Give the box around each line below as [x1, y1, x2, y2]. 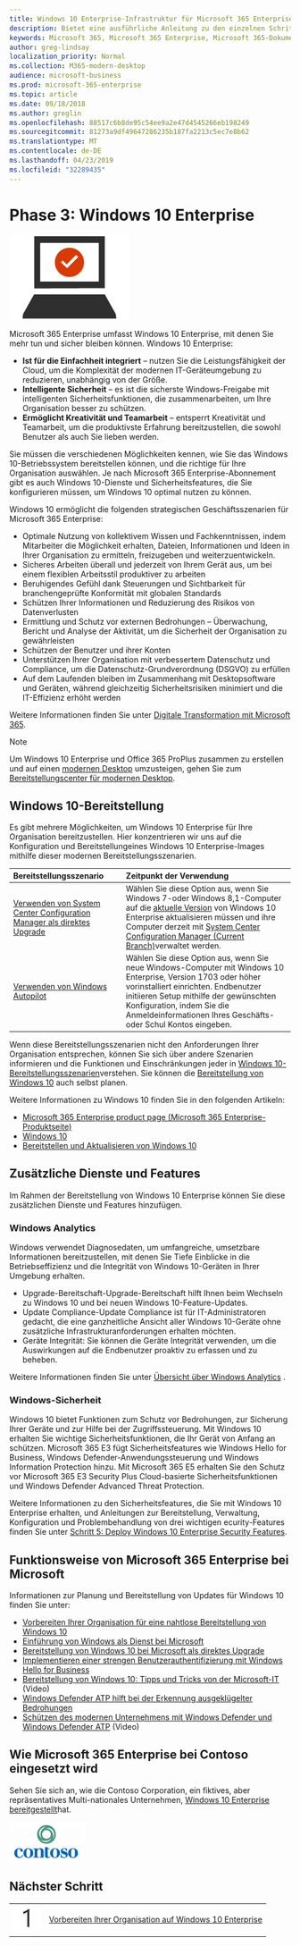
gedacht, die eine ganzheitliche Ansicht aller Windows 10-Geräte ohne [21, 1316, 281, 1327]
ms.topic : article [9, 89, 78, 98]
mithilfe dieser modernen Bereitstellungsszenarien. [9, 850, 196, 862]
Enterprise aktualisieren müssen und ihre [125, 912, 276, 922]
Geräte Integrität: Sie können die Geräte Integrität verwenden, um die [21, 1335, 277, 1345]
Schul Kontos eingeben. [145, 1019, 232, 1030]
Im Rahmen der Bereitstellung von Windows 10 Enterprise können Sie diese [9, 1190, 286, 1200]
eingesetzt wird [9, 1761, 98, 1776]
